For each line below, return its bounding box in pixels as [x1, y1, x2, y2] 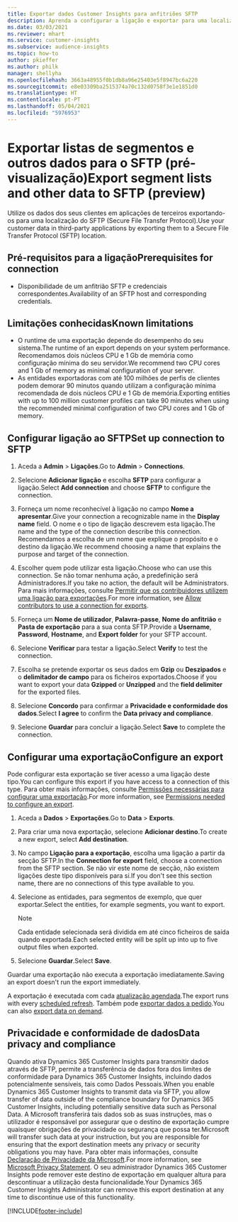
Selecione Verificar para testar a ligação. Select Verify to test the [17, 644, 208, 653]
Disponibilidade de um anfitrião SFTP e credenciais [17, 282, 168, 290]
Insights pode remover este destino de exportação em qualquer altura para [7, 1170, 227, 1179]
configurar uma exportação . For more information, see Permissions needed [7, 792, 225, 800]
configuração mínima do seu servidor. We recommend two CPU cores [17, 359, 221, 368]
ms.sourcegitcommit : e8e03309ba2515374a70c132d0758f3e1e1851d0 [7, 83, 198, 90]
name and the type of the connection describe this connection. [17, 527, 202, 536]
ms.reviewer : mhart [7, 30, 65, 38]
